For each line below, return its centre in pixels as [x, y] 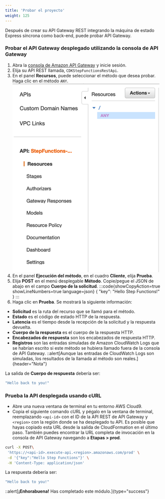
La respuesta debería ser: [31, 472]
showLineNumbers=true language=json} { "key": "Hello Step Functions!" [86, 291]
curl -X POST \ [20, 447]
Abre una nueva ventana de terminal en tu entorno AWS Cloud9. [77, 406]
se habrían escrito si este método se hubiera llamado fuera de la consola [86, 348]
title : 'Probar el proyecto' [35, 10]
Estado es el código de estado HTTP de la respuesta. [66, 316]
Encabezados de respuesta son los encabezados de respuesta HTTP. [84, 337]
